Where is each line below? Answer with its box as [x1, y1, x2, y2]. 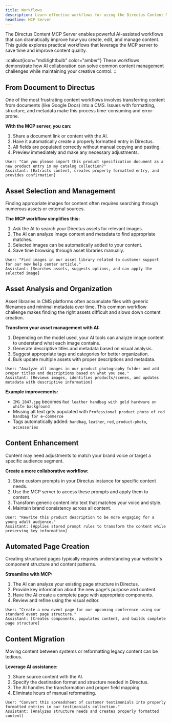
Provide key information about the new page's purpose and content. [12, 587, 157, 593]
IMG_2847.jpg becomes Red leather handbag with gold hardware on [12, 398, 157, 405]
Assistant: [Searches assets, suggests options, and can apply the [5, 266, 153, 271]
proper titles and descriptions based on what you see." [5, 370, 130, 376]
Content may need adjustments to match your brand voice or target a [5, 452, 151, 458]
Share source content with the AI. [12, 674, 83, 680]
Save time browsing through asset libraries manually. [12, 247, 124, 253]
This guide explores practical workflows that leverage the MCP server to [5, 42, 158, 48]
